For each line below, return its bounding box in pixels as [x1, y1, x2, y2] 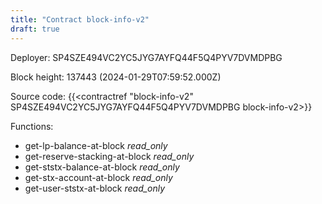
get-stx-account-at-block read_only [24, 171, 173, 183]
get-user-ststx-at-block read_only [24, 182, 166, 194]
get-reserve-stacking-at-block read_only [24, 150, 195, 162]
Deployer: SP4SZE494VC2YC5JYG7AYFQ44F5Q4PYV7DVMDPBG [10, 51, 283, 63]
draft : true [10, 24, 60, 34]
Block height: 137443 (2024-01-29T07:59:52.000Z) [10, 71, 222, 83]
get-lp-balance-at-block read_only [24, 139, 168, 151]
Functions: [10, 120, 54, 132]
